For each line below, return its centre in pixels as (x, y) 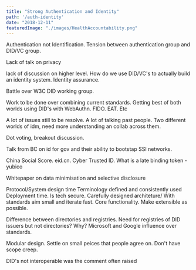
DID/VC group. (23, 51)
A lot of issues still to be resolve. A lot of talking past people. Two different (96, 120)
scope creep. (22, 249)
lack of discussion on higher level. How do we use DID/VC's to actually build (98, 73)
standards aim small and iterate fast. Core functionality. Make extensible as (97, 202)
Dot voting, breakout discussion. (45, 138)
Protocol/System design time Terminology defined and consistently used (94, 190)
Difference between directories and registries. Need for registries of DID (93, 220)
